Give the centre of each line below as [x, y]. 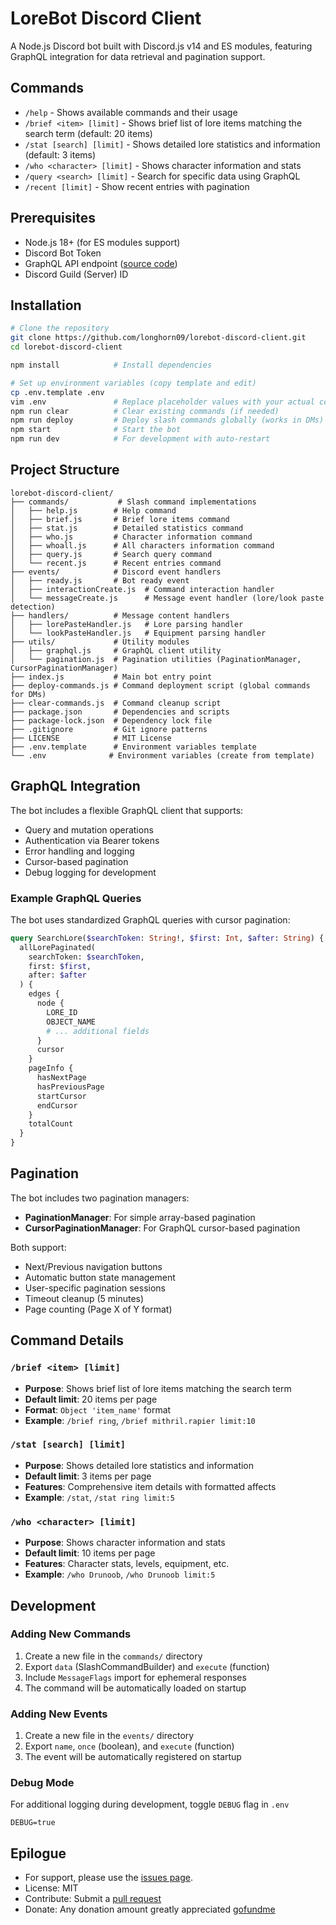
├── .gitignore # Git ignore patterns [109, 729]
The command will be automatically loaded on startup [135, 1688]
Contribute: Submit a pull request [93, 1899]
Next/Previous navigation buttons [93, 1266]
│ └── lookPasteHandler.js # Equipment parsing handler [138, 633]
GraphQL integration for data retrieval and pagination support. [138, 56]
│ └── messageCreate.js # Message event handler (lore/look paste [167, 598]
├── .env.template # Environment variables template [133, 747]
